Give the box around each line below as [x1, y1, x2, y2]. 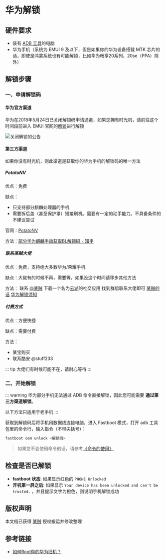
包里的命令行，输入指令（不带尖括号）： [5, 425, 86, 431]
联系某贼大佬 [5, 250, 31, 256]
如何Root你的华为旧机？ [12, 548, 61, 555]
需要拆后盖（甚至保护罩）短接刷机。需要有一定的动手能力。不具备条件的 [12, 210, 161, 216]
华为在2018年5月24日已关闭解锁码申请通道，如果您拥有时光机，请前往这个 [5, 116, 159, 122]
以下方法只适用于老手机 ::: [5, 408, 59, 415]
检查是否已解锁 [5, 461, 51, 470]
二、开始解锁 [5, 379, 36, 386]
